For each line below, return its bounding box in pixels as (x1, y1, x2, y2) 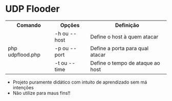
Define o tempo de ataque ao (90, 59, 160, 67)
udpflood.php (8, 51, 41, 58)
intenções (12, 84, 34, 90)
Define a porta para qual (90, 45, 149, 52)
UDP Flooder (5, 3, 60, 15)
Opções (60, 22, 80, 29)
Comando (16, 22, 41, 29)
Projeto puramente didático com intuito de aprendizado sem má (12, 79, 147, 85)
